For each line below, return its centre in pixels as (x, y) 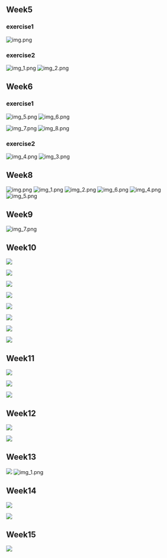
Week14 (21, 491)
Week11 (20, 358)
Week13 (21, 457)
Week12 (21, 413)
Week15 (21, 535)
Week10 (21, 247)
